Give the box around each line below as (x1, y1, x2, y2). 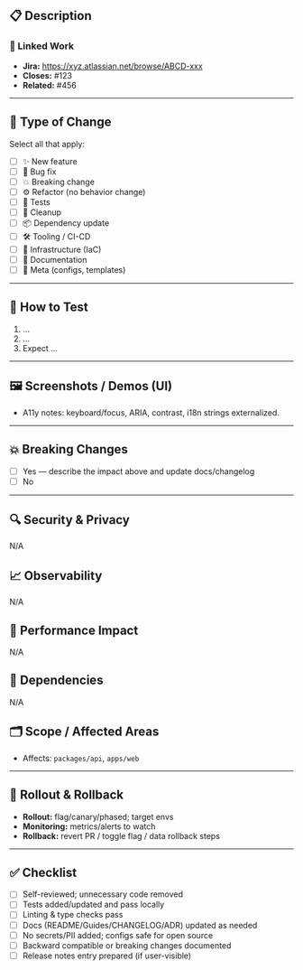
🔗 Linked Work (9, 40, 75, 52)
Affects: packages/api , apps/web (22, 752, 140, 763)
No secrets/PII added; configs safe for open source (22, 929, 214, 940)
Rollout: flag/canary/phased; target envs (22, 811, 174, 822)
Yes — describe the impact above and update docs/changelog (22, 465, 255, 477)
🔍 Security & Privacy (9, 512, 131, 527)
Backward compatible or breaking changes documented (22, 939, 232, 951)
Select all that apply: (9, 138, 86, 149)
